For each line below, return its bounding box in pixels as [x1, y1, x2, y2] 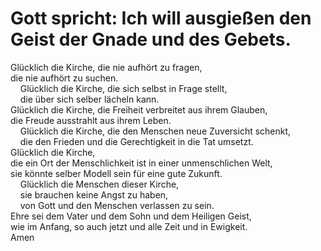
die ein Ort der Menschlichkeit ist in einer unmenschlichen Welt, [10, 157, 273, 169]
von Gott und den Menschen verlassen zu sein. [19, 199, 215, 211]
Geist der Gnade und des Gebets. [10, 28, 292, 51]
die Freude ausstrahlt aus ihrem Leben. [10, 114, 172, 126]
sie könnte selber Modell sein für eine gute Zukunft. [10, 167, 223, 179]
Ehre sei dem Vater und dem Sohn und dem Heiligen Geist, [10, 210, 252, 222]
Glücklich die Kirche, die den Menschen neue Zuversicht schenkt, [19, 125, 292, 137]
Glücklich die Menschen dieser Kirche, [19, 178, 180, 190]
